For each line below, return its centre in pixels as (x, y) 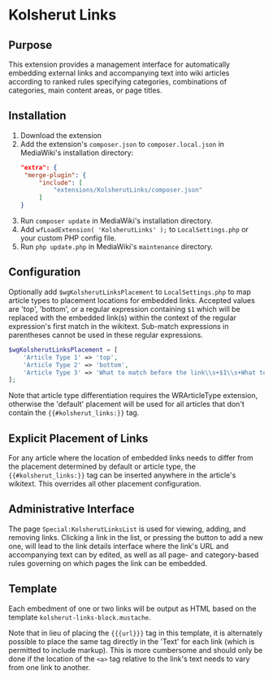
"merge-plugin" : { (55, 175)
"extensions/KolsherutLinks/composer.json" (128, 190)
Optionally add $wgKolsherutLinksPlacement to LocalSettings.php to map (130, 292)
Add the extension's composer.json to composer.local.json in (122, 144)
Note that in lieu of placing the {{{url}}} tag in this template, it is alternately (136, 633)
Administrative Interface (71, 509)
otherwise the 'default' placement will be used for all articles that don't (127, 404)
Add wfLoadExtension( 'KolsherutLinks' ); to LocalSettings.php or (134, 230)
